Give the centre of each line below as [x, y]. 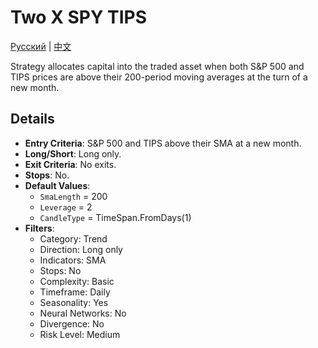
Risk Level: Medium [80, 334]
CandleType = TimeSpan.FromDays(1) [115, 217]
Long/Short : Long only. [73, 153]
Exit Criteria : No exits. [70, 164]
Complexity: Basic [77, 281]
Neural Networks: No [83, 313]
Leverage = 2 [66, 207]
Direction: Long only [81, 249]
